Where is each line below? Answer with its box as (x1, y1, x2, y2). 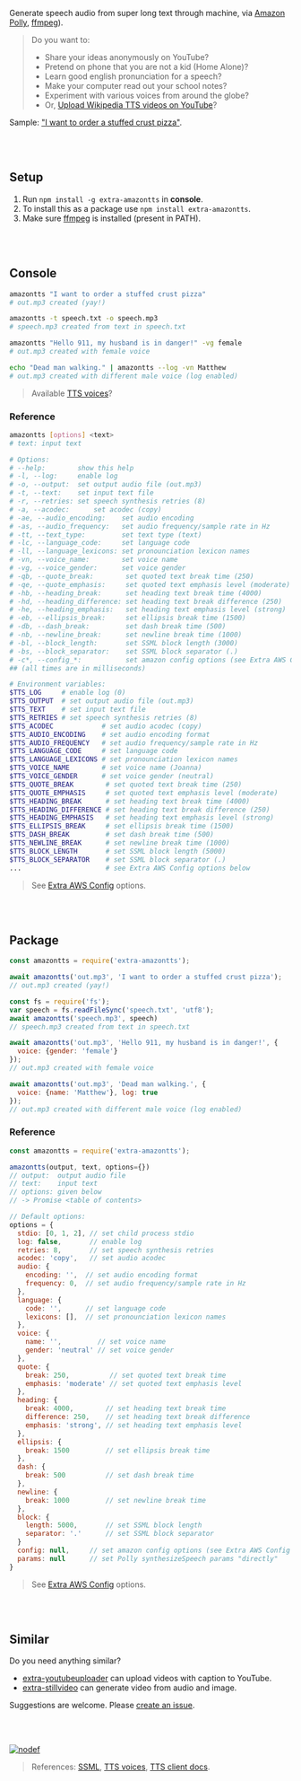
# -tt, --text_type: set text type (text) (9, 530, 202, 540)
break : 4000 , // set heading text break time (25, 1404, 227, 1413)
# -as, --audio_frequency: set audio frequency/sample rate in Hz (9, 522, 271, 531)
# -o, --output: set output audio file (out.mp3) (9, 480, 202, 489)
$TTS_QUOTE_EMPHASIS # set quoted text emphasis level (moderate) (9, 788, 279, 797)
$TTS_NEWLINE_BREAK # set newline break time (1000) (9, 838, 230, 847)
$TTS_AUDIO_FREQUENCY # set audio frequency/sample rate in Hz (9, 738, 258, 748)
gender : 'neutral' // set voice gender (25, 1346, 175, 1355)
